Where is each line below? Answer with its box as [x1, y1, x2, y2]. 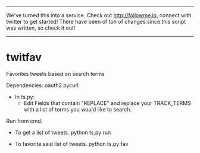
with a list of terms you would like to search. [23, 106, 132, 113]
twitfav [6, 51, 42, 64]
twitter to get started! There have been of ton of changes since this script [6, 18, 186, 25]
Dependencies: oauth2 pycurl [6, 81, 79, 89]
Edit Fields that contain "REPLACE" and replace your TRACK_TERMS [23, 99, 192, 107]
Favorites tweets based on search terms [6, 70, 105, 77]
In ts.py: [14, 93, 35, 100]
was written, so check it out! [6, 24, 76, 31]
